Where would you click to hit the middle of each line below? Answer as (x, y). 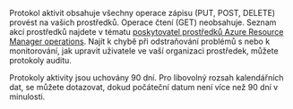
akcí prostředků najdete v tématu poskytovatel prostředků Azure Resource (146, 32)
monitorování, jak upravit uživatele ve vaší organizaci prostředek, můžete (144, 51)
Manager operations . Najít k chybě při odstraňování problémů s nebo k (140, 41)
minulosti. (27, 96)
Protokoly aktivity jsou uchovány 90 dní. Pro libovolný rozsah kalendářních (146, 78)
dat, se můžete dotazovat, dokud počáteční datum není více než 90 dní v (144, 87)
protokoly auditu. (40, 60)
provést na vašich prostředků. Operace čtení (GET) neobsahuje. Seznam (143, 22)
